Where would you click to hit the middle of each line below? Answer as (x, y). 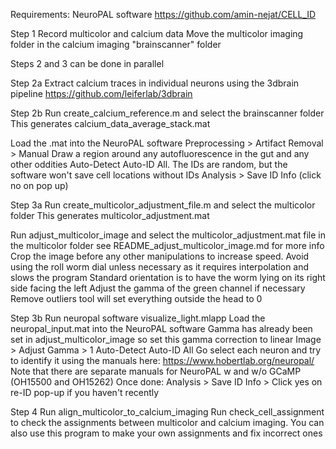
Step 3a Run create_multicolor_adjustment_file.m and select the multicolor (163, 205)
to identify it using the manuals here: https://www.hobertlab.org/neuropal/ (162, 360)
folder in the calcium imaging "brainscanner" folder (116, 44)
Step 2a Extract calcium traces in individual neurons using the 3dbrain (155, 83)
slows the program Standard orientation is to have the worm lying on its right (168, 277)
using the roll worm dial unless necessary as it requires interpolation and (160, 267)
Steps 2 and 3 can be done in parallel (87, 63)
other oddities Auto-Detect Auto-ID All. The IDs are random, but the (149, 164)
